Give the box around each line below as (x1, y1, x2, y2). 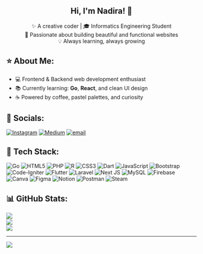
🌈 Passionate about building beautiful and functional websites (25, 31, 178, 38)
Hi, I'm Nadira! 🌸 (70, 6, 133, 16)
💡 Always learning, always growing (58, 37, 145, 45)
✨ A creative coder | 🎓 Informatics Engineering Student (31, 22, 172, 29)
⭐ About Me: (6, 56, 54, 66)
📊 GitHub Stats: (6, 193, 68, 203)
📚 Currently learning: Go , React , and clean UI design (14, 84, 148, 91)
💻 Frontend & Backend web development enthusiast (14, 75, 146, 82)
